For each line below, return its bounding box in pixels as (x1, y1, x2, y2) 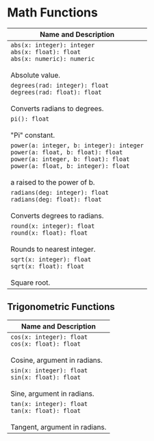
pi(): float (10, 115, 50, 123)
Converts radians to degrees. (10, 104, 104, 113)
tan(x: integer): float (10, 400, 88, 407)
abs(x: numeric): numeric (10, 55, 95, 62)
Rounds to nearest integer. (10, 244, 96, 254)
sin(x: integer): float (10, 366, 88, 374)
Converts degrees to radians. (10, 211, 104, 220)
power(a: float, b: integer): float (10, 162, 130, 169)
